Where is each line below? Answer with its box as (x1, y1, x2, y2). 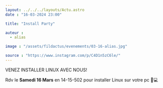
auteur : (5, 30, 24, 35)
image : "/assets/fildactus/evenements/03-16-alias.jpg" (5, 44, 128, 49)
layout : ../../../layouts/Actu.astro (5, 7, 85, 13)
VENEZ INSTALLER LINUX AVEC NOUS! (5, 66, 87, 73)
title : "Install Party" (5, 21, 56, 26)
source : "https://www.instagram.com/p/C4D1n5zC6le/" (5, 53, 121, 58)
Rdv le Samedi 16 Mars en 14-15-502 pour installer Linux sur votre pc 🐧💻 (5, 76, 158, 83)
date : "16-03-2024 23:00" (5, 12, 62, 17)
